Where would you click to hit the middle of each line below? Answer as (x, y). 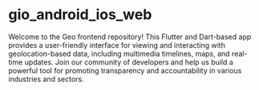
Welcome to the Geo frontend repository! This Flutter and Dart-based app (130, 37)
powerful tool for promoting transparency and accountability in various (125, 70)
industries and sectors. (46, 79)
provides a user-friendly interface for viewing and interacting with (117, 45)
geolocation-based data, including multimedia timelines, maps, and (119, 53)
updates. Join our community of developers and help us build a (129, 62)
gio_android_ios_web (80, 15)
